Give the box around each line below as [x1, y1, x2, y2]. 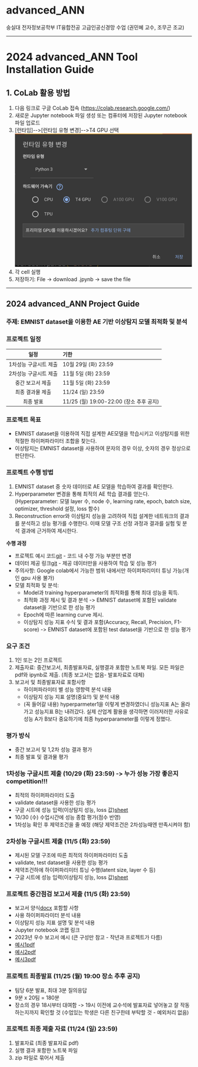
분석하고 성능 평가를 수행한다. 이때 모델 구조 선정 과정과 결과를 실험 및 [21, 520, 181, 527]
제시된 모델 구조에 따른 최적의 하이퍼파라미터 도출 [14, 851, 128, 858]
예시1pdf [14, 941, 35, 949]
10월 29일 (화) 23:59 [62, 361, 114, 368]
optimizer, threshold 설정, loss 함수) [14, 505, 100, 512]
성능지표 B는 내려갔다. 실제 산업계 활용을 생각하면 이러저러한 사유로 [34, 708, 189, 715]
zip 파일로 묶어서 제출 [14, 1054, 65, 1061]
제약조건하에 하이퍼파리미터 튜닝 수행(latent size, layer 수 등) [14, 866, 156, 873]
